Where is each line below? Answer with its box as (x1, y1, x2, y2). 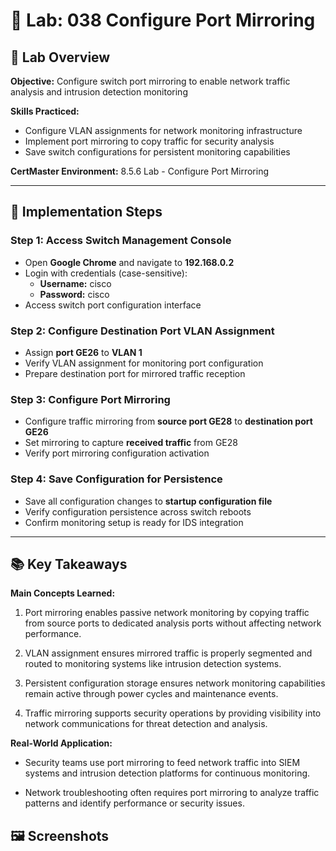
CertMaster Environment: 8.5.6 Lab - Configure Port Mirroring (10, 165, 270, 177)
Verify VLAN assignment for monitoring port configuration (24, 357, 264, 369)
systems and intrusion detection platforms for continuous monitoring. (24, 767, 311, 779)
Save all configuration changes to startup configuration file (24, 495, 273, 507)
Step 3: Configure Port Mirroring (10, 392, 171, 406)
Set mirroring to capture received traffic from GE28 (24, 437, 238, 449)
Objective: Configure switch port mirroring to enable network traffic (10, 75, 291, 87)
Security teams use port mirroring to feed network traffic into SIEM (24, 757, 301, 769)
